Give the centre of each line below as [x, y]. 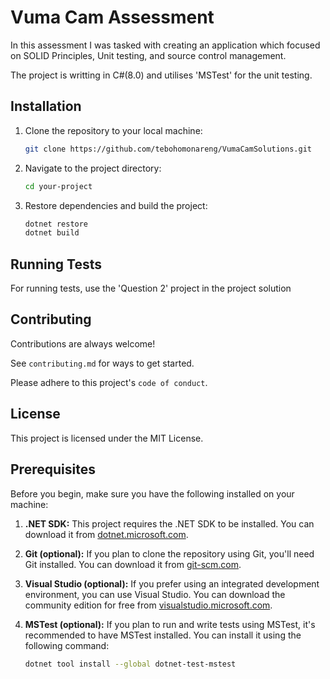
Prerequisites [53, 469]
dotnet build [52, 233]
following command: [67, 645]
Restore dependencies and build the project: [116, 205]
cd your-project [58, 186]
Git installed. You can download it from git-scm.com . [133, 564]
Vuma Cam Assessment [112, 17]
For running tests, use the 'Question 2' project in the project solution [151, 288]
